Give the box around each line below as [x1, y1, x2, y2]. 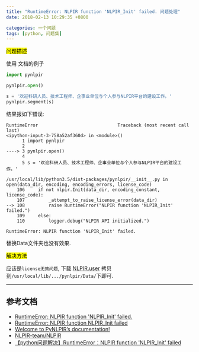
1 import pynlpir [21, 138, 65, 144]
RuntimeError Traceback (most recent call [6, 122, 190, 128]
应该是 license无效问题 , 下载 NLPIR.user [6, 265, 100, 272]
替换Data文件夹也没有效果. [6, 239, 71, 246]
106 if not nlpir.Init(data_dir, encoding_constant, [17, 186, 161, 193]
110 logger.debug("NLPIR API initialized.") [17, 218, 150, 224]
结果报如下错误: [6, 110, 44, 118]
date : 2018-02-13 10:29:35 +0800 [6, 14, 89, 20]
